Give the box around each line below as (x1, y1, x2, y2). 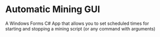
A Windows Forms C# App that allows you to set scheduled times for (5, 20, 149, 26)
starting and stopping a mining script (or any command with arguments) (5, 25, 156, 31)
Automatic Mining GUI (5, 4, 101, 15)
